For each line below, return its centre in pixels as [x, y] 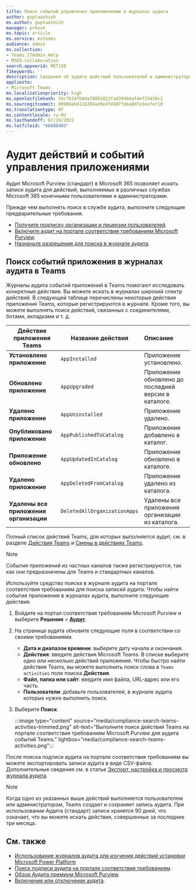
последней [160, 386]
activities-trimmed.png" [43, 727]
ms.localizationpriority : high [44, 93]
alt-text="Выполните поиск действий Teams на [131, 727]
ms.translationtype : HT [35, 109]
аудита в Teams [36, 271]
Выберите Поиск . [36, 709]
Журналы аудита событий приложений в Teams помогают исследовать [95, 285]
